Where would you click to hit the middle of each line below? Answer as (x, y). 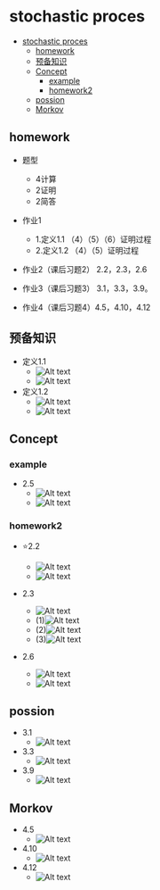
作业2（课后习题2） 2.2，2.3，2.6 (84, 269)
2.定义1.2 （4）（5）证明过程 (87, 250)
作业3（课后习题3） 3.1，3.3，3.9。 (87, 288)
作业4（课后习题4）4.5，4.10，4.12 (86, 307)
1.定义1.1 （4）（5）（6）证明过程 (93, 239)
